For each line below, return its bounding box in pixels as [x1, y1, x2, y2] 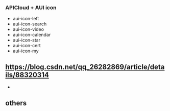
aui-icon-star [12, 37, 41, 43]
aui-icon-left [12, 16, 39, 22]
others [5, 98, 27, 107]
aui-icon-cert [12, 43, 41, 49]
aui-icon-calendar [12, 32, 51, 38]
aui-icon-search [12, 21, 47, 27]
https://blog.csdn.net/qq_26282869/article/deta [5, 62, 165, 71]
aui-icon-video [12, 26, 44, 32]
